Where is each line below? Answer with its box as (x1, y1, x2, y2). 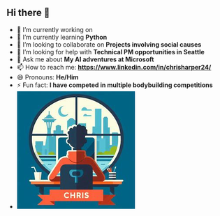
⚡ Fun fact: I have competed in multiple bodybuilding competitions (16, 81, 214, 89)
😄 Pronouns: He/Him (16, 72, 79, 81)
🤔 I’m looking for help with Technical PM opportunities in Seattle (16, 47, 205, 56)
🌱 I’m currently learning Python (16, 33, 108, 41)
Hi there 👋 (6, 7, 50, 19)
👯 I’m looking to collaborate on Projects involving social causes (16, 40, 202, 49)
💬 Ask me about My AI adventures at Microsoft (16, 55, 154, 63)
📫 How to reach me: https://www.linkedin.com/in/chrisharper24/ (16, 63, 212, 71)
